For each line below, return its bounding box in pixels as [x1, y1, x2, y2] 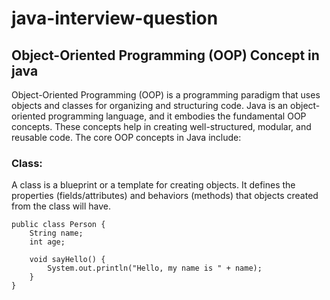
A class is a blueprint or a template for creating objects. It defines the [11, 179, 296, 191]
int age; [29, 237, 66, 247]
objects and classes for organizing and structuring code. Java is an [11, 100, 289, 111]
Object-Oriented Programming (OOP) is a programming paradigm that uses [11, 89, 321, 101]
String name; [29, 228, 84, 239]
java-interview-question [11, 7, 219, 30]
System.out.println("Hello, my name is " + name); [47, 263, 263, 274]
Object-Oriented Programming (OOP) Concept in [11, 47, 320, 64]
